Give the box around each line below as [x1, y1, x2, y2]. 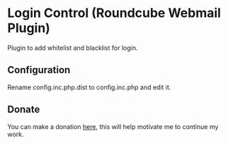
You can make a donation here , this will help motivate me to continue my [7, 122, 219, 131]
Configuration [7, 64, 71, 76]
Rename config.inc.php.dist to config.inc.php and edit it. [7, 83, 171, 92]
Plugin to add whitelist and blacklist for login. [7, 43, 138, 52]
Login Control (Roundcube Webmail [7, 5, 222, 21]
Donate [7, 104, 40, 116]
